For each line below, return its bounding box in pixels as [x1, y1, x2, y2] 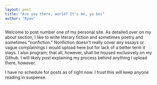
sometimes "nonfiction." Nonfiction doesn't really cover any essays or [5, 40, 144, 45]
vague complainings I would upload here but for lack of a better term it [5, 44, 145, 51]
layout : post [5, 7, 31, 12]
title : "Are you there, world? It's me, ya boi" [5, 12, 105, 16]
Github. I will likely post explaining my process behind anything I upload [5, 55, 147, 61]
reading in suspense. [5, 74, 47, 80]
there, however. [5, 60, 36, 66]
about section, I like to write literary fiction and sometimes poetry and [5, 34, 143, 40]
